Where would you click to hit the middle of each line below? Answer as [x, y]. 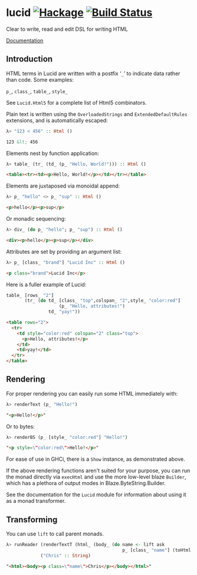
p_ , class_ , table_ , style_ [37, 91]
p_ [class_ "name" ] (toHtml [157, 550]
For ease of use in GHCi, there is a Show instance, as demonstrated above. [96, 459]
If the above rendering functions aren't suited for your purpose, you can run [98, 471]
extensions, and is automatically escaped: [57, 120]
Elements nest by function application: [52, 153]
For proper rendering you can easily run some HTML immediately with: [92, 393]
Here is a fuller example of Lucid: [46, 285]
